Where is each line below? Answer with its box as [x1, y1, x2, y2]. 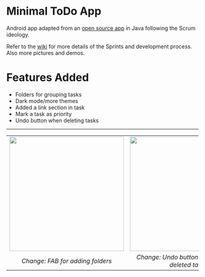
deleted [169, 261, 191, 269]
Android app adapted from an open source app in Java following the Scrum [6, 24, 196, 32]
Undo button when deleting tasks [15, 117, 99, 124]
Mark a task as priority [15, 110, 72, 117]
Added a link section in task [15, 104, 85, 111]
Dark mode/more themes [15, 97, 78, 104]
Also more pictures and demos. [6, 49, 85, 56]
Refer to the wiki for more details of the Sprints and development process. [6, 43, 192, 50]
